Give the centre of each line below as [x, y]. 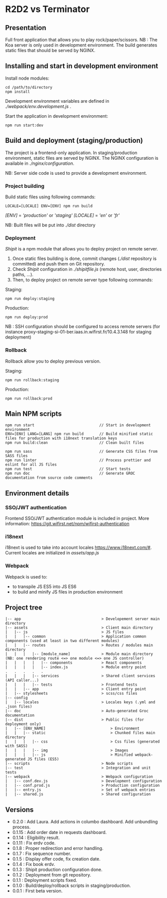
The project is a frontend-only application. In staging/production [71, 153]
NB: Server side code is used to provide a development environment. [76, 173]
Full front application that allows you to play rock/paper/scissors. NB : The [81, 40]
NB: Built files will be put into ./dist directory [50, 225]
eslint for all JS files [31, 465]
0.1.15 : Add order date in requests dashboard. [59, 832]
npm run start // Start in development [78, 425]
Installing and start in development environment [82, 66]
